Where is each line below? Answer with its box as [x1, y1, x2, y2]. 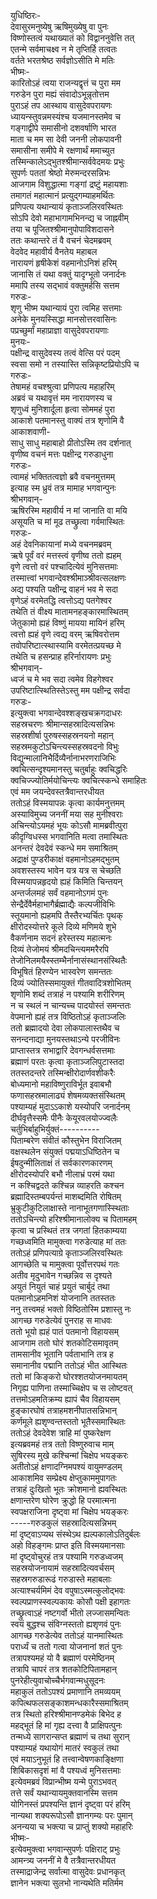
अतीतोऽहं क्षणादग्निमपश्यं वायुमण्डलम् [10, 1461, 123, 1472]
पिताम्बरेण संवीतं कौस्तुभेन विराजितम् [10, 1135, 122, 1146]
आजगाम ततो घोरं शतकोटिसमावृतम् [10, 1337, 119, 1349]
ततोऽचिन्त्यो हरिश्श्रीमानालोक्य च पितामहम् [10, 1213, 138, 1225]
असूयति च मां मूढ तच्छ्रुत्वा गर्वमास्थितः [10, 516, 125, 527]
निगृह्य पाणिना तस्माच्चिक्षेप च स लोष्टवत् [10, 1382, 133, 1394]
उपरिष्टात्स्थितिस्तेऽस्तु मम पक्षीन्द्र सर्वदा [10, 685, 131, 696]
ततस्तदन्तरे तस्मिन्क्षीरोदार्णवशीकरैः [10, 1067, 116, 1079]
